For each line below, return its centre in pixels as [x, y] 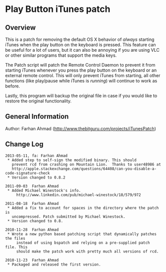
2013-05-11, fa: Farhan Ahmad [37, 156]
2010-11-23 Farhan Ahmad [32, 260]
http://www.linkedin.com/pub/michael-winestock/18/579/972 [79, 195]
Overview [21, 28]
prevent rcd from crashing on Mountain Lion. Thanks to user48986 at [86, 164]
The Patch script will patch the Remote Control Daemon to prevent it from [80, 65]
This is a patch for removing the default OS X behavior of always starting [80, 39]
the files [15, 238]
